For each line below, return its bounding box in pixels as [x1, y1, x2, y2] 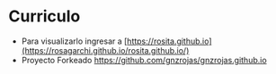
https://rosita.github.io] [126, 36, 212, 46]
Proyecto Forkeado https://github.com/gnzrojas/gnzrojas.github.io [21, 54, 267, 65]
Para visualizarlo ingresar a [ [21, 36, 128, 46]
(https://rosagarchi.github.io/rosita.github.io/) [21, 45, 190, 55]
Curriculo [8, 6, 81, 27]
